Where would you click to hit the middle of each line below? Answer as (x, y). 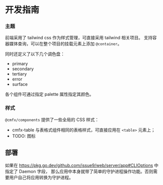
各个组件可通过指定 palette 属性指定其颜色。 (49, 94)
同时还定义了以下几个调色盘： (35, 54)
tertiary (19, 74)
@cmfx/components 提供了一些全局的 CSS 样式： (52, 120)
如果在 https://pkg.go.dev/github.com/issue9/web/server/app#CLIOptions (79, 165)
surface (20, 84)
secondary (23, 69)
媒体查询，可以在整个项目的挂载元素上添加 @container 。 (65, 44)
